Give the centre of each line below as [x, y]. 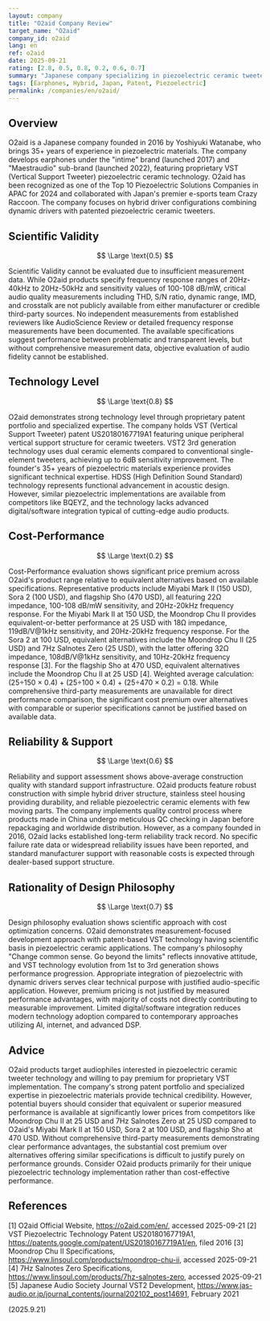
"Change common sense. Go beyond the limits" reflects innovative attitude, [133, 957]
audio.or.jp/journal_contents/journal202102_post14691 [98, 1294]
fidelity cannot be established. [58, 356]
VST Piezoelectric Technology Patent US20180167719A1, [102, 1234]
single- [242, 451]
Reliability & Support [61, 742]
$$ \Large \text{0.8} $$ [135, 401]
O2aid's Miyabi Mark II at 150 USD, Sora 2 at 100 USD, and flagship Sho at [131, 1130]
